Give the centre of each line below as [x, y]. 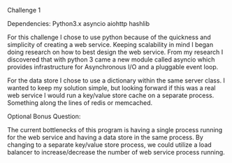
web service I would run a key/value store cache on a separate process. [111, 95]
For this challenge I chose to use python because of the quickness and [109, 37]
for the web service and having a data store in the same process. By [106, 137]
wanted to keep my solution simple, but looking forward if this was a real [111, 88]
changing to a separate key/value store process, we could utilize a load [109, 145]
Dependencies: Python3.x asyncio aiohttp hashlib [79, 23]
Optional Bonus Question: [44, 116]
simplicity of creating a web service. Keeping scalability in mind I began [110, 44]
